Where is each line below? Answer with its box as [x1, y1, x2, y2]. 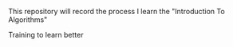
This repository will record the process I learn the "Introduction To [8, 7, 225, 16]
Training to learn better [8, 31, 84, 39]
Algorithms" [8, 15, 48, 24]
